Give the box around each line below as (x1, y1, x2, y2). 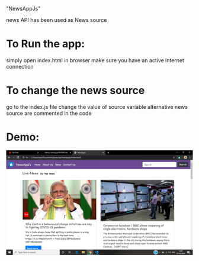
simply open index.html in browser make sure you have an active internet (6, 56, 185, 64)
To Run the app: (6, 37, 85, 51)
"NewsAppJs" (6, 5, 41, 12)
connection (6, 63, 34, 70)
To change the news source (6, 84, 145, 97)
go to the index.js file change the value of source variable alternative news (6, 103, 188, 110)
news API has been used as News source (6, 17, 107, 23)
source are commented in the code (6, 109, 92, 117)
